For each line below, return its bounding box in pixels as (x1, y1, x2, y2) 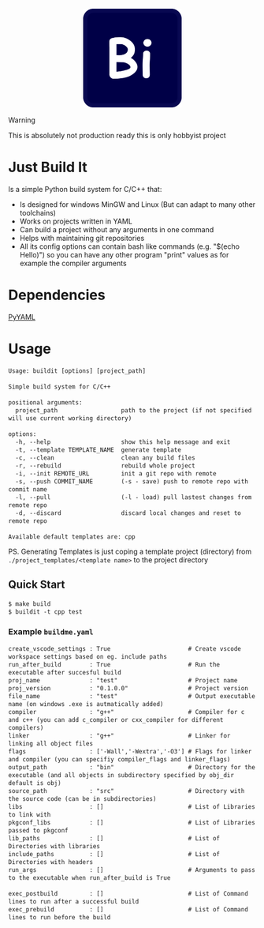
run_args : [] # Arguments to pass (8, 866, 256, 874)
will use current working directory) (8, 414, 132, 423)
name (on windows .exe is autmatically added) (8, 700, 164, 708)
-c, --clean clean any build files (15, 453, 195, 462)
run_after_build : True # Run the (8, 660, 221, 668)
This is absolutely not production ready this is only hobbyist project (8, 131, 226, 140)
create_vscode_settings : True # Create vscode (8, 644, 242, 652)
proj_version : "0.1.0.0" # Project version (8, 684, 248, 692)
